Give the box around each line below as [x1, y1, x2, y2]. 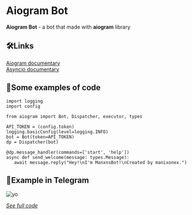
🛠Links [6, 41, 34, 51]
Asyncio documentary [6, 65, 60, 72]
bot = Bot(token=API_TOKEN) [6, 134, 75, 140]
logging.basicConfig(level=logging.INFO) [6, 129, 109, 135]
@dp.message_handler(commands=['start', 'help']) [6, 149, 130, 155]
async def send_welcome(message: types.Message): [6, 154, 130, 160]
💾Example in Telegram [6, 175, 90, 185]
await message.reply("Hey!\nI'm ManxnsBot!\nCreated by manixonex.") [13, 159, 187, 165]
